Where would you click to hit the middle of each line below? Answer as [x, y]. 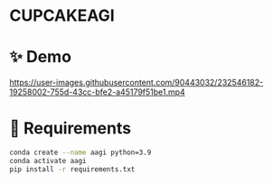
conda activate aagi [48, 160]
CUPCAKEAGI [62, 16]
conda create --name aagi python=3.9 [80, 153]
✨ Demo [41, 57]
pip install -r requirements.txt [72, 169]
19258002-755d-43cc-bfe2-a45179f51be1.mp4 [97, 92]
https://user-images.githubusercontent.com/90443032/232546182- [136, 83]
